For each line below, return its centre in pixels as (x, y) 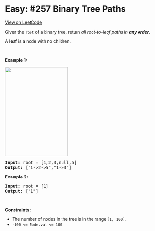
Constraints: (18, 210)
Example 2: (16, 177)
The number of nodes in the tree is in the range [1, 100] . (69, 219)
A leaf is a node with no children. (38, 41)
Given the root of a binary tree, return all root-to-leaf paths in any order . (78, 32)
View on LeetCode (23, 22)
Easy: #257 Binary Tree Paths (65, 9)
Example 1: (16, 60)
